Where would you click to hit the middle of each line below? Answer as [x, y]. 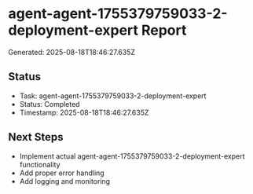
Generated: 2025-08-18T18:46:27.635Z [72, 52]
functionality [40, 164]
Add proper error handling [62, 173]
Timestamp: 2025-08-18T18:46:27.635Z [84, 112]
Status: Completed [49, 104]
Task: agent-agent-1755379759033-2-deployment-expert [113, 96]
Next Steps [36, 137]
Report [164, 30]
